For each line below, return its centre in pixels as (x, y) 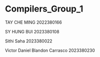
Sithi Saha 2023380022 (29, 41)
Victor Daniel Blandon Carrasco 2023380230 (50, 50)
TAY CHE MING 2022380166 (33, 22)
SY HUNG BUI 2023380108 (32, 31)
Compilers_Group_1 (44, 9)
